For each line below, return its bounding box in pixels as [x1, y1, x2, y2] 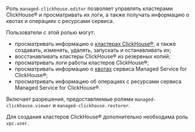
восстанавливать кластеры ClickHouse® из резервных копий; [14, 53, 171, 60]
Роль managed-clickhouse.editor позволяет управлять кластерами [6, 5, 173, 12]
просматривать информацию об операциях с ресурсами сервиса [14, 78, 182, 85]
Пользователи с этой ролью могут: [6, 29, 96, 36]
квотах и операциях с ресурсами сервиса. [6, 18, 115, 24]
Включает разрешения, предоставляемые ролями [6, 95, 134, 103]
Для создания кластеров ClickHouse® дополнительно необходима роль [6, 113, 188, 120]
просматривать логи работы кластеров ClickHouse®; [14, 59, 149, 66]
